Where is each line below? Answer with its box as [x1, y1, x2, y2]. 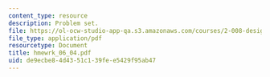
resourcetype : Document [8, 42, 88, 50]
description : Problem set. [8, 19, 99, 27]
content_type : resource [8, 11, 88, 20]
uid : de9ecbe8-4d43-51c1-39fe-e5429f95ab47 [8, 57, 157, 65]
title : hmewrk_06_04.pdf [8, 49, 92, 57]
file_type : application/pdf [8, 34, 103, 43]
